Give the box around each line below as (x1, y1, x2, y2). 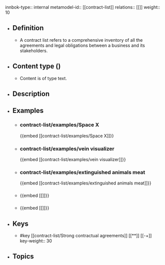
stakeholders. (19, 47, 48, 54)
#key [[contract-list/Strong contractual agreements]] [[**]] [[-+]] (19, 232, 152, 238)
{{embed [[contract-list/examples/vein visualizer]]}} (19, 157, 126, 162)
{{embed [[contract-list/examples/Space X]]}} (19, 133, 114, 139)
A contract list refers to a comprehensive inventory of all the (19, 37, 143, 43)
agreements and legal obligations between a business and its (19, 42, 145, 48)
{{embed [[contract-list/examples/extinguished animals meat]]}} (19, 180, 152, 186)
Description (12, 89, 50, 98)
